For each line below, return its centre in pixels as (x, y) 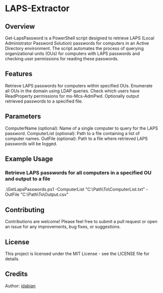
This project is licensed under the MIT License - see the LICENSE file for (77, 254)
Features (19, 74)
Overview (20, 26)
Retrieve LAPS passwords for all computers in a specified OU (78, 172)
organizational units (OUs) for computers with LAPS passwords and (73, 53)
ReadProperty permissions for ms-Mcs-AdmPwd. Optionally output (72, 96)
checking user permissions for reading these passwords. (62, 59)
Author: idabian (20, 286)
